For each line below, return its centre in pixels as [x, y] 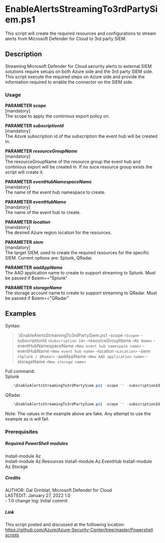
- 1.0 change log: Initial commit [36, 501]
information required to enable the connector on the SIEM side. [69, 82]
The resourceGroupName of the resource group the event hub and [73, 162]
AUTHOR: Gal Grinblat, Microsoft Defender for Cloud [59, 490]
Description [23, 54]
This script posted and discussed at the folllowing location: [65, 525]
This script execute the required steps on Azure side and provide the [75, 77]
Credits [13, 478]
